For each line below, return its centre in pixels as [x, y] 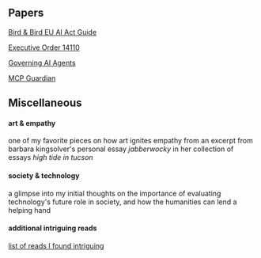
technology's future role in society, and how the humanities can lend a [123, 202]
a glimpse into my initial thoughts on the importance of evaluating [115, 193]
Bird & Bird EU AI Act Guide [53, 32]
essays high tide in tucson [51, 157]
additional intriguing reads [53, 228]
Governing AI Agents [42, 63]
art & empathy [32, 123]
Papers [26, 13]
